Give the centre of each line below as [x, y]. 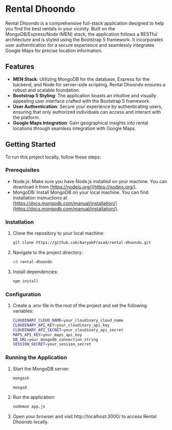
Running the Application [36, 357]
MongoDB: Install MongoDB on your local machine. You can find [81, 192]
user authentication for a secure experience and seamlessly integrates [80, 45]
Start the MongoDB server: [41, 369]
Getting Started [31, 145]
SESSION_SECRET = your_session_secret [52, 344]
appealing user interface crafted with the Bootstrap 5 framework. [81, 101]
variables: [23, 311]
